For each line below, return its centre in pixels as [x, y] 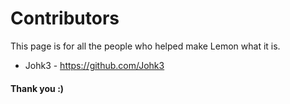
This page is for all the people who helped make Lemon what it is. [145, 46]
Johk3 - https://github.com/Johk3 [94, 65]
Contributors [65, 18]
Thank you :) [37, 88]
